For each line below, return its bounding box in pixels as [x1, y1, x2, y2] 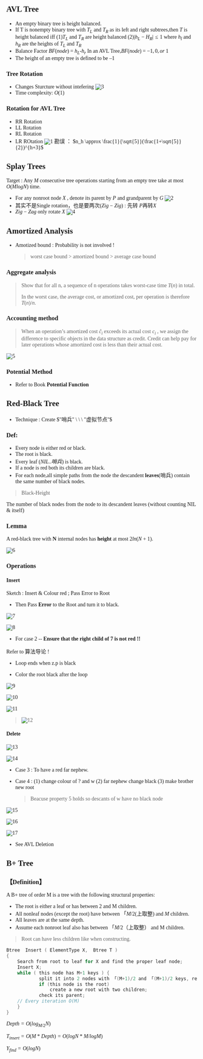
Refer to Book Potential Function [15, 381, 89, 388]
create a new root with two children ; [49, 987, 148, 993]
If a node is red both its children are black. [15, 464, 105, 471]
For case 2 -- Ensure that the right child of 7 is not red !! [15, 636, 141, 643]
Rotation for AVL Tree [6, 105, 65, 112]
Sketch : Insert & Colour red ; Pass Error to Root [6, 590, 110, 597]
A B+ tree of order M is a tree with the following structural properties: [6, 892, 156, 899]
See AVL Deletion [15, 841, 54, 847]
